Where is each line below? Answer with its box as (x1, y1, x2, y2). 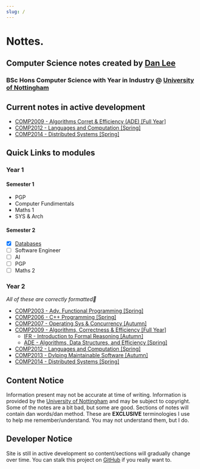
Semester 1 (6, 180, 35, 188)
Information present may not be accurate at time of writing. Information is (6, 391, 187, 399)
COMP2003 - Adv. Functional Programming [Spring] (14, 307, 144, 314)
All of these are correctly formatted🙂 (6, 296, 97, 303)
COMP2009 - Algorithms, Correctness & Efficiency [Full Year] (14, 326, 167, 333)
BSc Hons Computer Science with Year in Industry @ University (6, 76, 195, 84)
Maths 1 (14, 207, 35, 214)
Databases (14, 240, 42, 247)
